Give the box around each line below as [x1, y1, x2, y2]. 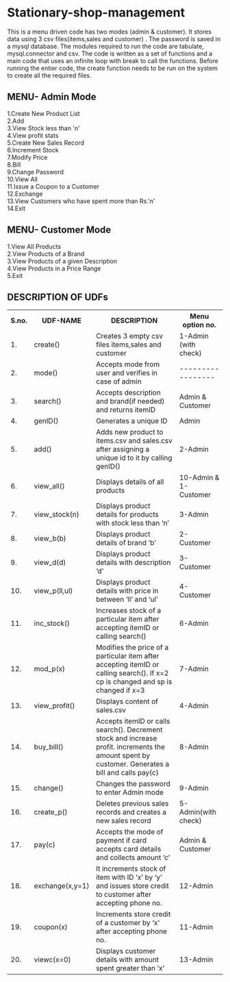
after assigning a [95, 445, 150, 454]
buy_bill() [34, 743, 64, 752]
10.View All [7, 175, 38, 183]
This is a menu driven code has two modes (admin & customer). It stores [7, 27, 212, 36]
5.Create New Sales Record [7, 139, 84, 147]
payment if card [95, 836, 147, 845]
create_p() [34, 808, 68, 817]
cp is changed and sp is [95, 677, 172, 687]
